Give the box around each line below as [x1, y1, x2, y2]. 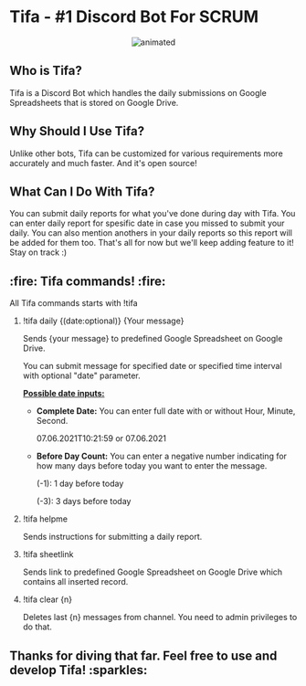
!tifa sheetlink [22, 549, 74, 560]
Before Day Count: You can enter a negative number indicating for [36, 450, 288, 462]
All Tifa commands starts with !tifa [9, 298, 139, 309]
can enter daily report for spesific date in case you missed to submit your [9, 217, 285, 229]
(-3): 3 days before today [36, 496, 132, 507]
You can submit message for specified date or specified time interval [22, 361, 282, 372]
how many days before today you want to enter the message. [36, 460, 268, 471]
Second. [36, 416, 69, 427]
